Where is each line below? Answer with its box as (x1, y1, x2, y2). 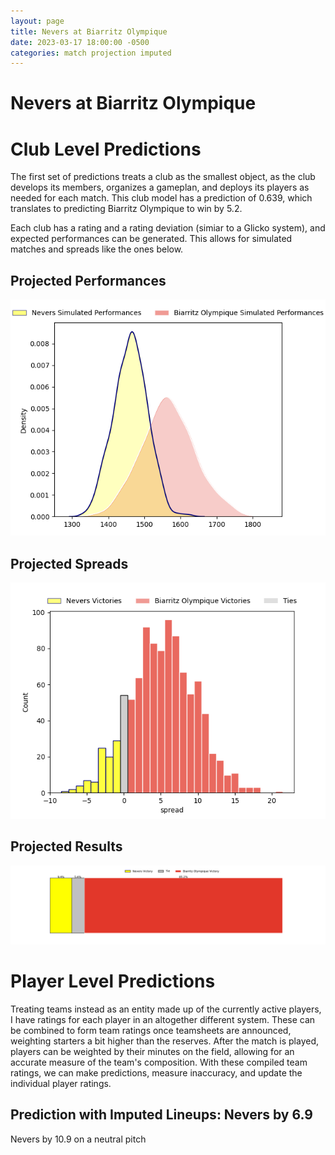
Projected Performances (10, 272, 167, 289)
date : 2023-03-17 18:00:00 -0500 (10, 37, 150, 47)
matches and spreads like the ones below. (10, 243, 184, 255)
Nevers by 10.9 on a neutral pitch (10, 1133, 147, 1145)
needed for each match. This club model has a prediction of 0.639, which (10, 192, 313, 204)
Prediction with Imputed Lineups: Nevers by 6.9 (10, 1106, 313, 1124)
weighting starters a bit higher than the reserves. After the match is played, (10, 1035, 320, 1047)
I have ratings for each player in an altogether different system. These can (10, 1013, 316, 1025)
